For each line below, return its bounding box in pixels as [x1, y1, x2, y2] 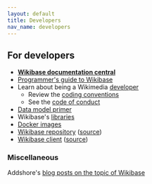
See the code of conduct [27, 98, 101, 106]
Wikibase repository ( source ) [17, 128, 102, 136]
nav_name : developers [7, 23, 71, 30]
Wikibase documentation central [17, 68, 116, 77]
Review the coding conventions [27, 91, 120, 99]
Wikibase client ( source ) [17, 135, 89, 144]
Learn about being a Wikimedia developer [17, 83, 139, 91]
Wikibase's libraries [17, 113, 75, 121]
